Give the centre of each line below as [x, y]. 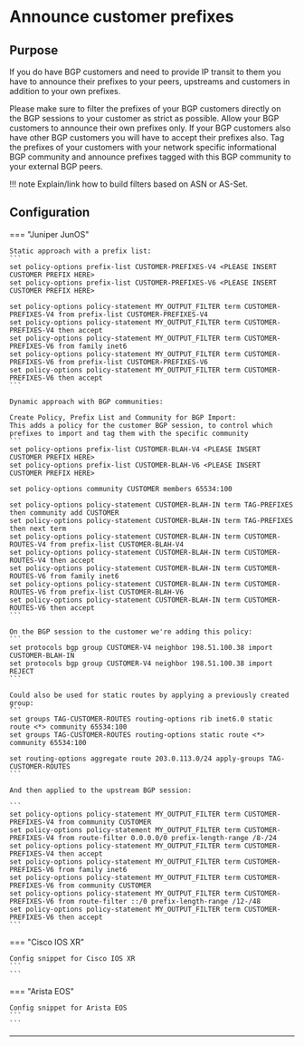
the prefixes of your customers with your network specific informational [143, 147]
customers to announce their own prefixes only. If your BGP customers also [150, 128]
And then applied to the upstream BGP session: [101, 790]
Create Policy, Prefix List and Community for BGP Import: [123, 417]
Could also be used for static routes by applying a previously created [149, 695]
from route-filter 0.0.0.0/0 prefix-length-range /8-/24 [167, 838]
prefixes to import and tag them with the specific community [129, 433]
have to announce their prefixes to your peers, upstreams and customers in [150, 82]
